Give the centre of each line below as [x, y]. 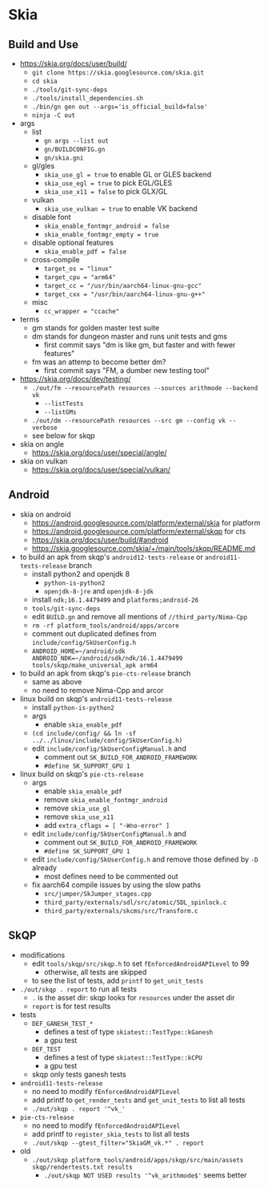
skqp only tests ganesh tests [79, 1074]
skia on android [45, 514]
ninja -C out [54, 116]
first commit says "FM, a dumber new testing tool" [126, 370]
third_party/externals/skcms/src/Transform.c [121, 911]
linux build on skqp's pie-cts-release [82, 774]
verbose [44, 428]
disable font [51, 217]
